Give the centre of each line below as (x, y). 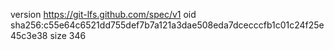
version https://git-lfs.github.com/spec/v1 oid (103, 14)
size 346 (68, 35)
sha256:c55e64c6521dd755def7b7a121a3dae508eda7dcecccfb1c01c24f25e (167, 25)
